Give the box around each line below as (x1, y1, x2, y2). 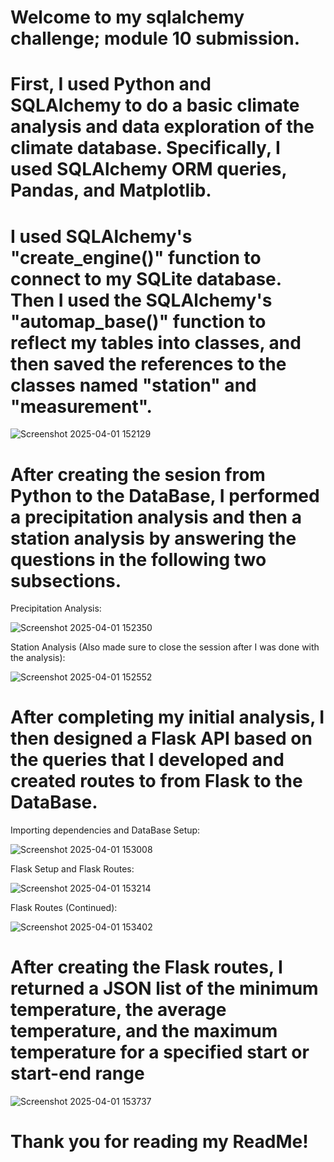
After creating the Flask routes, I (10, 956, 283, 979)
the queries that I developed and (10, 749, 285, 771)
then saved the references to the (10, 352, 287, 375)
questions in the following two (10, 548, 267, 571)
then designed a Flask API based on (10, 727, 313, 750)
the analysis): (10, 652, 66, 664)
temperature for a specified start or (10, 1041, 310, 1064)
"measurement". (10, 395, 153, 418)
